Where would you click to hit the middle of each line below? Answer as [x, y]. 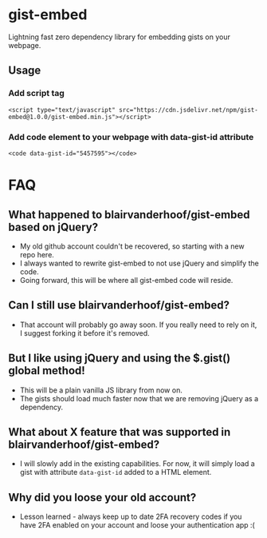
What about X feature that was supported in [120, 432]
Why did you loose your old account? [102, 497]
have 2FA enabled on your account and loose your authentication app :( [137, 525]
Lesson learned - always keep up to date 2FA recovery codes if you [131, 516]
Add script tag [37, 94]
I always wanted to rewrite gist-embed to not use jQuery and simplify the [139, 263]
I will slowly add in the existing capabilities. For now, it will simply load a [137, 464]
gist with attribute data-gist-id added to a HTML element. [116, 472]
